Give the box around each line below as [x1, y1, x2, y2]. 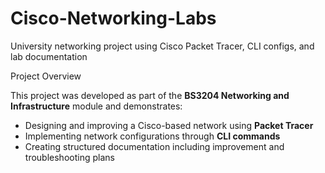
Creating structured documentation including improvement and [24, 140, 285, 152]
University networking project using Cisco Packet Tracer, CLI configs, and [10, 40, 315, 52]
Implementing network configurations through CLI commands [24, 130, 281, 142]
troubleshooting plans [24, 151, 115, 163]
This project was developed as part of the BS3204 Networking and [10, 89, 290, 101]
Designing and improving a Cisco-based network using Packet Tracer [24, 119, 314, 131]
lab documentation [10, 50, 88, 62]
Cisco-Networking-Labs [10, 7, 217, 30]
